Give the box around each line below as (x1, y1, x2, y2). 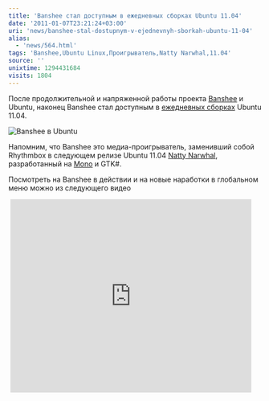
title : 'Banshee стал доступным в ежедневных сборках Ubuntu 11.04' (8, 11, 243, 20)
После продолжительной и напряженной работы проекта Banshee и (8, 93, 243, 103)
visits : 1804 (8, 72, 52, 80)
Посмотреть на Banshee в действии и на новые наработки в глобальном (8, 174, 259, 184)
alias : (8, 34, 31, 43)
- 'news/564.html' (15, 42, 78, 50)
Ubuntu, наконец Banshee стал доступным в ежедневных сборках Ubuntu (8, 102, 262, 112)
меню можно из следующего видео (8, 182, 132, 193)
